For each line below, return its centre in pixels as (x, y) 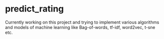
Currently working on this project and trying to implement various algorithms (82, 22)
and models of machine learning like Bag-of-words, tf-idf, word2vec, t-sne (80, 27)
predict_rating (35, 9)
